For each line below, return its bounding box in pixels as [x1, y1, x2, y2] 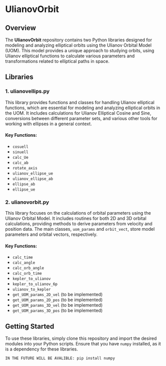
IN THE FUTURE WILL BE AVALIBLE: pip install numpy [5, 356, 115, 361]
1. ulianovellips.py [5, 88, 50, 95]
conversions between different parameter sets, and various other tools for [5, 115, 157, 121]
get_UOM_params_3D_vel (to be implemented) [12, 302, 103, 308]
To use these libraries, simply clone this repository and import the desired [5, 335, 157, 341]
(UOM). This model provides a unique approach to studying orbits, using [5, 48, 154, 53]
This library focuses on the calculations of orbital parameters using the [5, 210, 151, 216]
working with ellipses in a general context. [5, 121, 92, 127]
